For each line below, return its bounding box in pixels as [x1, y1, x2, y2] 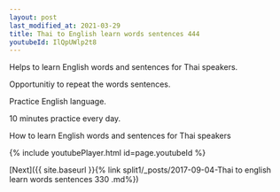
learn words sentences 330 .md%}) [9, 174, 139, 185]
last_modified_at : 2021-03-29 [9, 21, 121, 30]
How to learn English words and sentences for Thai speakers [9, 130, 232, 142]
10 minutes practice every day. [9, 113, 121, 124]
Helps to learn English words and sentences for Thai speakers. [9, 62, 238, 73]
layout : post [9, 12, 58, 22]
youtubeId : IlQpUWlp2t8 [9, 37, 97, 47]
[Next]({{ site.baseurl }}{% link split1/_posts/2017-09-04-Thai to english [9, 165, 272, 175]
